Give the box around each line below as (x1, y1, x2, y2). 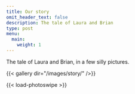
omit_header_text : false (6, 14, 68, 20)
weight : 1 (17, 42, 42, 48)
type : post (6, 25, 33, 32)
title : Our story (6, 8, 50, 15)
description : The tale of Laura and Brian (6, 20, 113, 26)
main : (11, 36, 26, 42)
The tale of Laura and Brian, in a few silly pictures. (6, 58, 130, 65)
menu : (6, 31, 20, 37)
